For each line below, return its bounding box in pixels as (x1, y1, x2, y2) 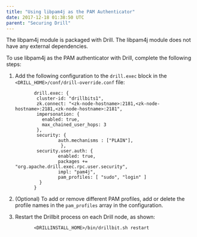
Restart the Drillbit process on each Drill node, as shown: (14, 214, 156, 221)
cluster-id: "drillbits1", (37, 95, 104, 102)
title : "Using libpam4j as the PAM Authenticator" (6, 8, 135, 15)
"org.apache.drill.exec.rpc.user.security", (14, 164, 128, 170)
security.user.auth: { (37, 148, 93, 154)
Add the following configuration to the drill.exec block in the (14, 73, 167, 80)
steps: (6, 61, 22, 68)
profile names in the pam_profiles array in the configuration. (14, 202, 163, 209)
